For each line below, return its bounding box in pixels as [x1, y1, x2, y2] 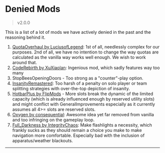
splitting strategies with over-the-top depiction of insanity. [12, 85, 130, 91]
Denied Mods [5, 3, 60, 15]
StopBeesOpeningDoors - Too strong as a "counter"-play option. [12, 75, 143, 81]
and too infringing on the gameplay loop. [12, 117, 95, 123]
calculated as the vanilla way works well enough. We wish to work [12, 54, 146, 60]
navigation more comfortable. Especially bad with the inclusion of [12, 132, 145, 138]
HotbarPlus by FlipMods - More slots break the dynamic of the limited [12, 91, 154, 97]
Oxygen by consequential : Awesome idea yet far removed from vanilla [12, 111, 154, 117]
